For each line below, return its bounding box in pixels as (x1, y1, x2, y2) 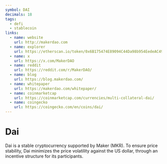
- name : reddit (9, 63, 41, 68)
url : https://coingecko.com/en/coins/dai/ (14, 105, 103, 110)
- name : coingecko (9, 100, 48, 105)
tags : (5, 16, 16, 21)
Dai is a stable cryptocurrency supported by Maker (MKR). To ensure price (5, 143, 158, 149)
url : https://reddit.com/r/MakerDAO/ (14, 68, 92, 73)
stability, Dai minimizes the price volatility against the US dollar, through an (5, 148, 158, 154)
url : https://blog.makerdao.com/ (14, 77, 83, 82)
